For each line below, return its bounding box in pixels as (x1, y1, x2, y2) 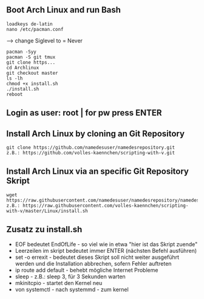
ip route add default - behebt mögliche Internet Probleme (15, 266, 158, 273)
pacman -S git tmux (6, 54, 56, 60)
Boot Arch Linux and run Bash (6, 5, 121, 15)
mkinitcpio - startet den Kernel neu (15, 279, 103, 286)
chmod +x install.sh (6, 80, 59, 87)
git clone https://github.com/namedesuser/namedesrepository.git (6, 145, 175, 151)
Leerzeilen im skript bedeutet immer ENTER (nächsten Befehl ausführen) (15, 247, 197, 254)
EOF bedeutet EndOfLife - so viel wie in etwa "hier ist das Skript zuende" (15, 240, 198, 248)
